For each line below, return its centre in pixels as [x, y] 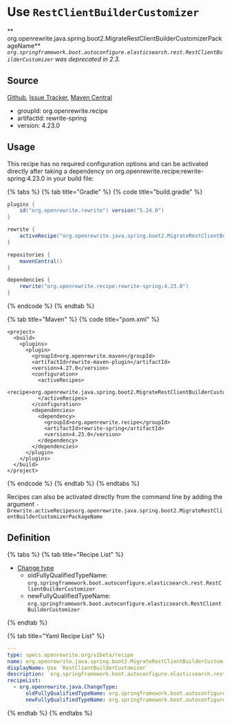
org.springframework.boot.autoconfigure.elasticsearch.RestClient [124, 604]
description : [26, 674]
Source [23, 81]
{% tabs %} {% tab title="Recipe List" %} [65, 554]
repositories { [29, 255]
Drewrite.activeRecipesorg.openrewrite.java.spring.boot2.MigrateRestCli [115, 511]
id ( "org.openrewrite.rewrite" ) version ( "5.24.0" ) [92, 211]
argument [21, 505]
